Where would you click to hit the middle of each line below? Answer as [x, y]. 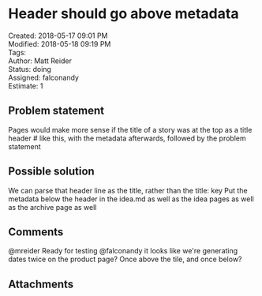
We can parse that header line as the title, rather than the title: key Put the [128, 190]
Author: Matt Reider [40, 61]
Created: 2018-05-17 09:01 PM [58, 36]
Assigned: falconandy [43, 77]
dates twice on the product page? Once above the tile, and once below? [125, 259]
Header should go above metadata [124, 14]
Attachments [41, 284]
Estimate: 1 [26, 86]
